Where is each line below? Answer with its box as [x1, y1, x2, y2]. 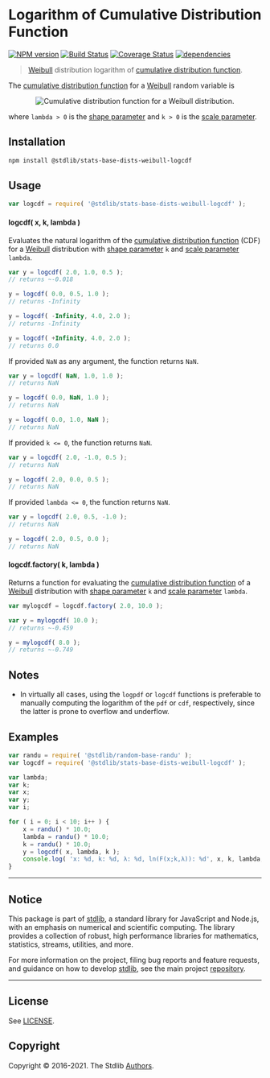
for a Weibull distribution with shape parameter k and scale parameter [8, 244, 239, 254]
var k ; [8, 781, 31, 789]
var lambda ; [8, 773, 48, 782]
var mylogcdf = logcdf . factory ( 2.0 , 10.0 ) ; [8, 601, 163, 609]
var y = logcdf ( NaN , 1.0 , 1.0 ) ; [8, 372, 125, 380]
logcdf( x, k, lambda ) [8, 217, 80, 227]
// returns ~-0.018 [8, 275, 74, 283]
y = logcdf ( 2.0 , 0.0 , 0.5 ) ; [8, 475, 110, 484]
